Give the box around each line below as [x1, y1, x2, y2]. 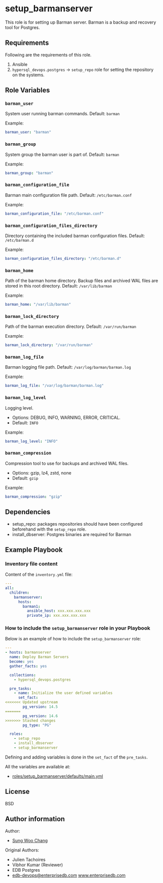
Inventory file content [5, 560, 58, 567]
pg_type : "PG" [23, 723, 51, 727]
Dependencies [5, 508, 50, 516]
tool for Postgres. [5, 24, 40, 30]
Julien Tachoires [12, 856, 46, 862]
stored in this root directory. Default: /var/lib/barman [5, 283, 113, 289]
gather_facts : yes [9, 663, 47, 668]
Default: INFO [12, 419, 38, 426]
